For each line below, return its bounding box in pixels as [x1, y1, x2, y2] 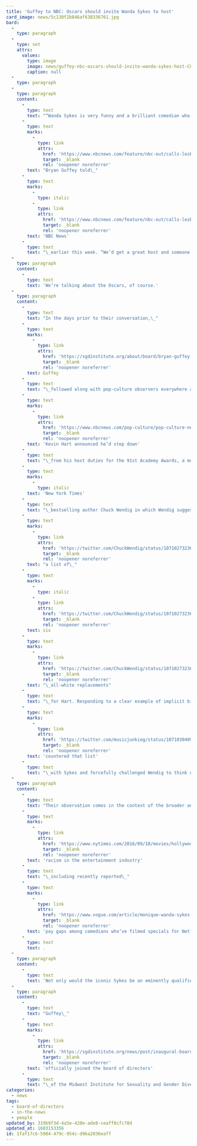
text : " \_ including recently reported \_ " [27, 874, 130, 880]
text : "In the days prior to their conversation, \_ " [27, 315, 159, 321]
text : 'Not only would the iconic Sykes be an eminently [27, 978, 169, 983]
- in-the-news [11, 1109, 46, 1115]
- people [11, 1114, 33, 1121]
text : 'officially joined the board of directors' [27, 1065, 154, 1071]
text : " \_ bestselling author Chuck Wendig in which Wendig [27, 507, 175, 513]
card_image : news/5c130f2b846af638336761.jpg [6, 14, 119, 20]
